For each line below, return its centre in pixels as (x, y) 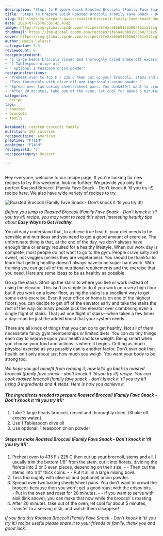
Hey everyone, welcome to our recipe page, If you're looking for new (74, 177)
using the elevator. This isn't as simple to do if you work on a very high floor (81, 287)
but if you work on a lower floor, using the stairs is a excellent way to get (77, 293)
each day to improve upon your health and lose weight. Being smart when (79, 338)
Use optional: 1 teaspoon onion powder (51, 428)
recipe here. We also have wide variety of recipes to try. (61, 193)
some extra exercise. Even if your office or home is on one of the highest (78, 298)
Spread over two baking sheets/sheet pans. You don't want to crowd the (84, 482)
